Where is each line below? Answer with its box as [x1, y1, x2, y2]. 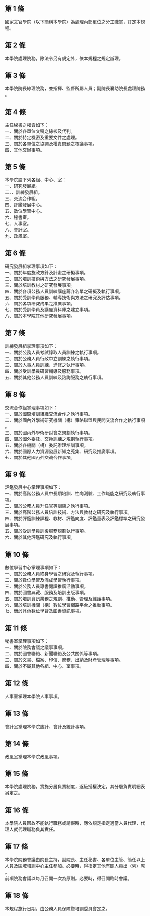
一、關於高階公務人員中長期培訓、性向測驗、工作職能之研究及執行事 [5, 490, 145, 497]
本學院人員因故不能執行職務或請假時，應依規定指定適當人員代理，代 [5, 820, 145, 826]
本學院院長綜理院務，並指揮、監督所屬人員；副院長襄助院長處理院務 [5, 85, 145, 91]
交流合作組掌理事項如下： [5, 404, 58, 410]
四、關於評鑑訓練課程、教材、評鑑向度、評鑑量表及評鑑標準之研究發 [5, 515, 145, 522]
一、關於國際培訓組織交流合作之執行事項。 [5, 411, 93, 417]
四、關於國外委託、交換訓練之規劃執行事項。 [5, 436, 97, 442]
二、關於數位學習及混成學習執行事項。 [5, 577, 84, 583]
